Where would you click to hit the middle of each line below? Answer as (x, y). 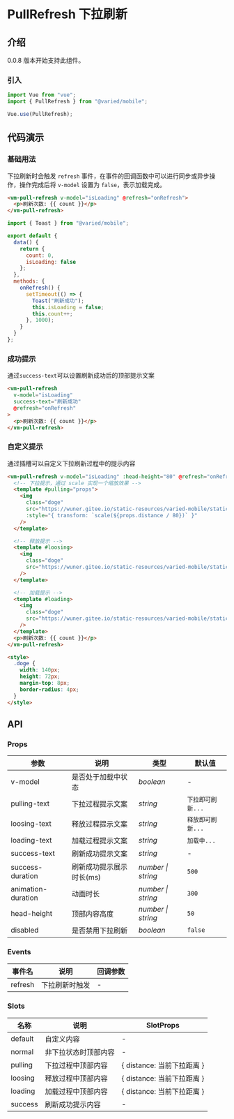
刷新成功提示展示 (99, 867)
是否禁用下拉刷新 (99, 931)
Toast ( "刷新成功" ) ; (58, 301)
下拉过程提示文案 (99, 804)
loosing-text (31, 824)
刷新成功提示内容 (73, 1104)
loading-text (31, 840)
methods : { (29, 281)
